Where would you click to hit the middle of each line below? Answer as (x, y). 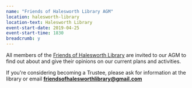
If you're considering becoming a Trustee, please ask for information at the (96, 73)
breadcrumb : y (23, 38)
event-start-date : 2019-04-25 (43, 28)
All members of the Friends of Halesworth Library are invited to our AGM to (96, 55)
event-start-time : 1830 (35, 33)
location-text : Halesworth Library (49, 22)
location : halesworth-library (43, 17)
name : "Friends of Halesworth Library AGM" (60, 11)
